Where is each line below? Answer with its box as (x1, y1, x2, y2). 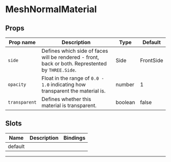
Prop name (8, 39, 36, 46)
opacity (8, 82, 26, 87)
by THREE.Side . (41, 67, 76, 73)
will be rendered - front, (41, 54, 99, 60)
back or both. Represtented (41, 60, 107, 67)
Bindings (63, 134, 85, 141)
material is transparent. (41, 102, 97, 109)
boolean (115, 99, 135, 106)
